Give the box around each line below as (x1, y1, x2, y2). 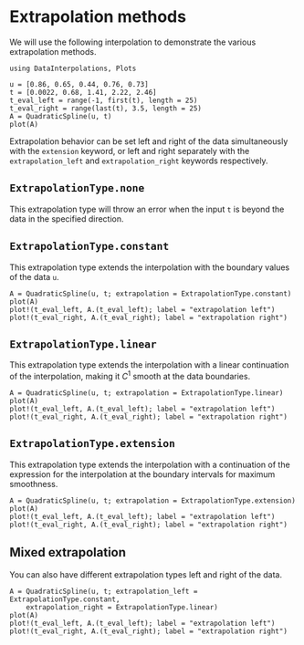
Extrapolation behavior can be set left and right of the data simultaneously (9, 135, 288, 147)
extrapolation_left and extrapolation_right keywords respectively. (9, 155, 268, 166)
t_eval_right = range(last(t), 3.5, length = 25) (9, 103, 203, 113)
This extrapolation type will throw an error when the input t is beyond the (9, 203, 285, 214)
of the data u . (9, 271, 59, 282)
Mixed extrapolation (9, 545, 126, 560)
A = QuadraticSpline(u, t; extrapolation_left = (9, 587, 198, 596)
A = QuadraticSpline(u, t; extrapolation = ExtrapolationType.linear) (9, 389, 284, 398)
